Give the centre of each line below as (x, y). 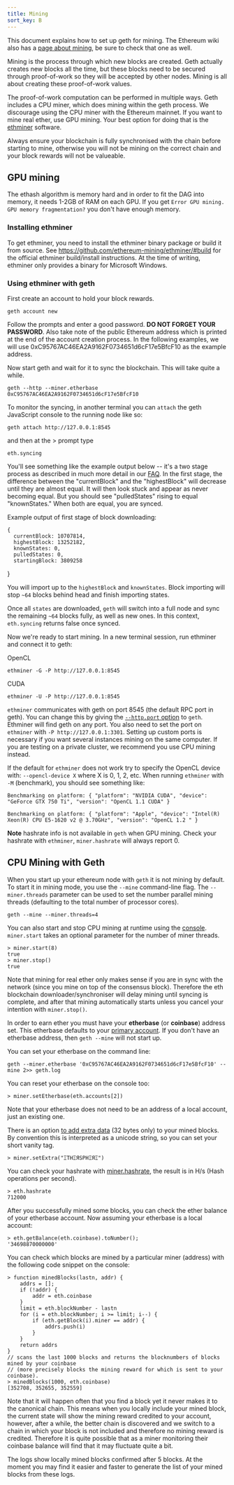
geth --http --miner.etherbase (53, 388)
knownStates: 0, (37, 548)
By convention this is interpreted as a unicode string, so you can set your (112, 1137)
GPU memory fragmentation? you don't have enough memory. (94, 209)
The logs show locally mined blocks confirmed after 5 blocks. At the (105, 1459)
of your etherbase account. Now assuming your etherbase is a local (105, 1218)
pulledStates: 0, (39, 555)
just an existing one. (36, 1116)
